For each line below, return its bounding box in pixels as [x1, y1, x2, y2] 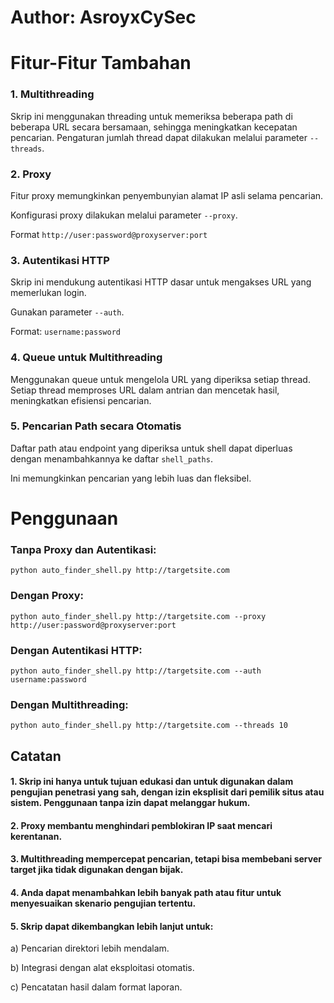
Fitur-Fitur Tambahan [10, 52, 192, 75]
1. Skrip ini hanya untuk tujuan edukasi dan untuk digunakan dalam [10, 776, 294, 788]
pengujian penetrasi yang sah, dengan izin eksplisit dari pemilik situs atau [10, 786, 325, 798]
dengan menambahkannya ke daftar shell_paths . [10, 452, 213, 465]
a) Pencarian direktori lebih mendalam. [10, 942, 170, 955]
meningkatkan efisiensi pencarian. [10, 394, 152, 406]
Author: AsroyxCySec [10, 6, 197, 29]
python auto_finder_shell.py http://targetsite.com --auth [10, 666, 262, 676]
